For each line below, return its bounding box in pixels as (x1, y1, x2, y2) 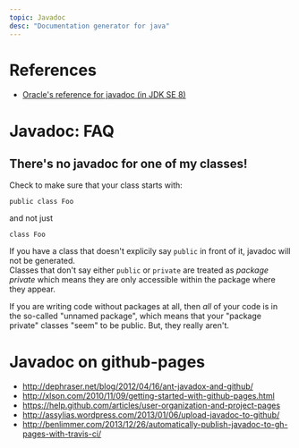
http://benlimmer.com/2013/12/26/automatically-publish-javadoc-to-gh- (21, 419, 288, 430)
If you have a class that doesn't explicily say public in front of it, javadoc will (9, 246, 291, 257)
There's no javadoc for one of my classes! (9, 156, 248, 172)
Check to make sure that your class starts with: (9, 180, 184, 190)
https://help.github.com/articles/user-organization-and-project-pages (21, 400, 280, 411)
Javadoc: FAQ (9, 121, 115, 141)
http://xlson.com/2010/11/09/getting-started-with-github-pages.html (21, 391, 275, 402)
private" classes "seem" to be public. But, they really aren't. (9, 320, 230, 331)
